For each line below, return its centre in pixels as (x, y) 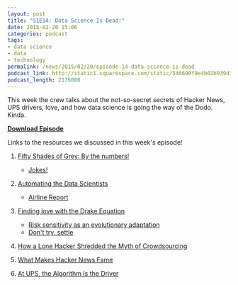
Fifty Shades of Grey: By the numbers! (73, 156)
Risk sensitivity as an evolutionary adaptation (94, 225)
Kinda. (17, 115)
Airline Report (48, 197)
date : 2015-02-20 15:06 (42, 27)
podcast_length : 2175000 (44, 80)
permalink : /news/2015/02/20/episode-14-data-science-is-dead (101, 67)
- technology (27, 60)
